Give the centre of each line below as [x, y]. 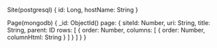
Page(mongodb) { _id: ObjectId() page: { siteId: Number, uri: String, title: [109, 23]
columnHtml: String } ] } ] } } [47, 37]
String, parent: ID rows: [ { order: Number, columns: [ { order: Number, [106, 30]
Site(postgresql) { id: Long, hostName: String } [73, 10]
